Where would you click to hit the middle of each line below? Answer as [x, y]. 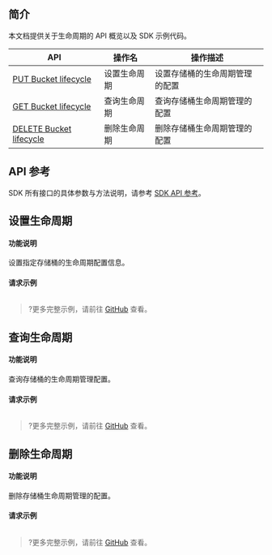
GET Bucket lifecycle [52, 106]
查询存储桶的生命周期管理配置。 [62, 379]
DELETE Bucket [42, 128]
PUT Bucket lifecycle [52, 79]
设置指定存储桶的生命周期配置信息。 [69, 263]
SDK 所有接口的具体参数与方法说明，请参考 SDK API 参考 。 [107, 192]
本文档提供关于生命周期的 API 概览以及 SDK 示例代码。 [100, 36]
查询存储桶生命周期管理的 [204, 101]
